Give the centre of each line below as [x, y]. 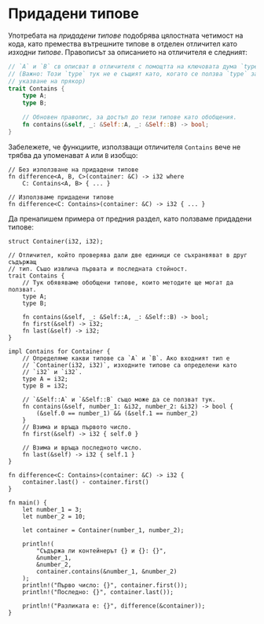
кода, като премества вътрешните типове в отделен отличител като [123, 43]
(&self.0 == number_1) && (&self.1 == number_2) [117, 413]
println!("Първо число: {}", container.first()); [105, 585]
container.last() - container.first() [86, 482]
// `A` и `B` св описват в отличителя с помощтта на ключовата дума [123, 66]
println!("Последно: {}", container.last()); [98, 592]
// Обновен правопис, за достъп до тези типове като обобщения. [130, 117]
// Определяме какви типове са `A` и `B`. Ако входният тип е [126, 358]
